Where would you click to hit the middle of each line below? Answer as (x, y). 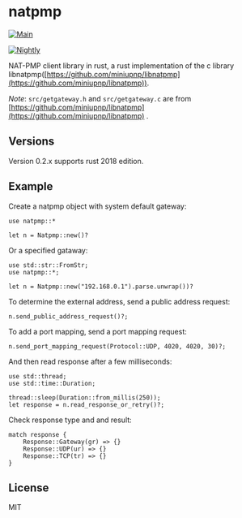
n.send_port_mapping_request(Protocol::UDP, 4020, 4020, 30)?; (117, 346)
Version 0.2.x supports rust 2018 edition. (76, 161)
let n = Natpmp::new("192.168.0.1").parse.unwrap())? (101, 287)
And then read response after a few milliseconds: (90, 361)
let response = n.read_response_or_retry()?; (86, 404)
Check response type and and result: (70, 420)
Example (31, 186)
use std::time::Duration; (52, 383)
